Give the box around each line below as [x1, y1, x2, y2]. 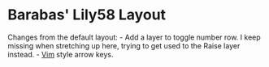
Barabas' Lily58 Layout [7, 6, 167, 24]
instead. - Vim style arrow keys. [7, 49, 114, 59]
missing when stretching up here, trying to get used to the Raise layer [7, 40, 241, 50]
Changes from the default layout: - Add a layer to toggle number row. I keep [7, 32, 261, 42]
